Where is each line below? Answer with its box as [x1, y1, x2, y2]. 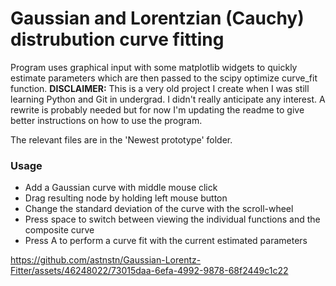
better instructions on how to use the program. [10, 114, 203, 126]
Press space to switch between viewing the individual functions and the [24, 213, 321, 226]
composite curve [24, 224, 95, 236]
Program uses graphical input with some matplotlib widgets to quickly [10, 61, 298, 73]
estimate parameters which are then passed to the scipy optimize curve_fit [10, 72, 318, 84]
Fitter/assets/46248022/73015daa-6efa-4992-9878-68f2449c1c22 [10, 265, 289, 277]
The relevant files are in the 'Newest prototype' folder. [10, 133, 233, 146]
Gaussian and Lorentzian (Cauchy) [10, 7, 305, 30]
